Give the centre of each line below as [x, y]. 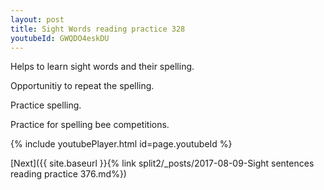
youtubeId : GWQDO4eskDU [60, 38]
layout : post [37, 19]
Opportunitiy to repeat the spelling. [82, 86]
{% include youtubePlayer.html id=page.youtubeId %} [121, 144]
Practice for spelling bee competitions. [90, 125]
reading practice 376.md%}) [68, 174]
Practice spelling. [46, 105]
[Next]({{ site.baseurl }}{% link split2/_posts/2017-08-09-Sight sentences [162, 163]
